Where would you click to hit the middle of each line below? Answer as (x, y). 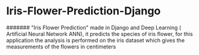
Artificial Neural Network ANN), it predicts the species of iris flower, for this (99, 33)
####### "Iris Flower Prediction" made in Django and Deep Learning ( (94, 27)
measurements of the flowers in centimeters (61, 47)
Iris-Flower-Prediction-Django (84, 11)
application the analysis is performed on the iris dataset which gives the (96, 40)
